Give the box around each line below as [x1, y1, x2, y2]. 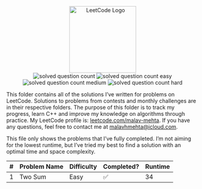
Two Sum [19, 173, 47, 181]
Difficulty [69, 162, 98, 171]
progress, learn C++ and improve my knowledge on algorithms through [6, 110, 185, 117]
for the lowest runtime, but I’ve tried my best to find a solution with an [6, 141, 181, 149]
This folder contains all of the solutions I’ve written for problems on [6, 91, 175, 98]
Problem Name [19, 162, 64, 171]
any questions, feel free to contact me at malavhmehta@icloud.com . [6, 123, 178, 130]
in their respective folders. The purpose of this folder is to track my [6, 104, 175, 111]
